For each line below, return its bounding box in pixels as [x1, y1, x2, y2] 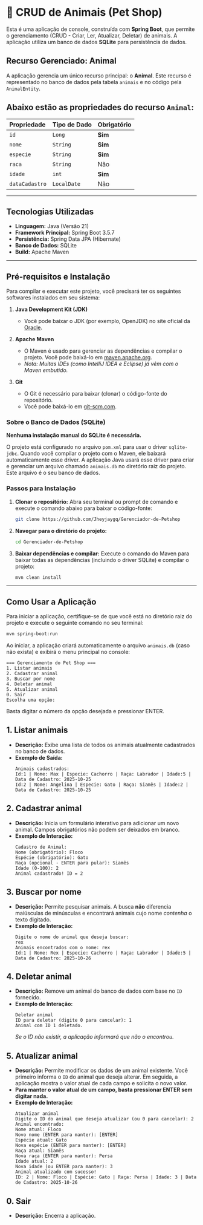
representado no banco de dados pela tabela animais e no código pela [6, 78, 182, 85]
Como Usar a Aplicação [6, 596, 97, 607]
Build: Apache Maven [14, 248, 69, 256]
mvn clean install [14, 574, 62, 580]
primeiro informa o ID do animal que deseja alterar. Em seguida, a [14, 1073, 178, 1080]
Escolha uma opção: [6, 697, 56, 704]
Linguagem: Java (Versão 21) [14, 223, 89, 230]
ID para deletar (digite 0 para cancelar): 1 [14, 1018, 132, 1024]
